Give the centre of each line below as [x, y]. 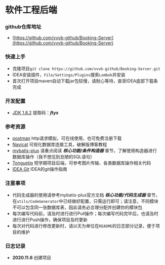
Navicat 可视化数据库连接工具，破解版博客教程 [60, 145]
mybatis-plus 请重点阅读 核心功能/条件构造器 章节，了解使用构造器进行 [84, 151]
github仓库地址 [23, 27]
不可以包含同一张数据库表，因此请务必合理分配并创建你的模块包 [77, 207]
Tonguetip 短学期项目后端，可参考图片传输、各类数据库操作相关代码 [82, 163]
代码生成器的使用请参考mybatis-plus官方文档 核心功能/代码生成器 [79, 195]
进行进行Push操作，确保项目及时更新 [50, 220]
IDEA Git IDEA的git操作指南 [40, 169]
